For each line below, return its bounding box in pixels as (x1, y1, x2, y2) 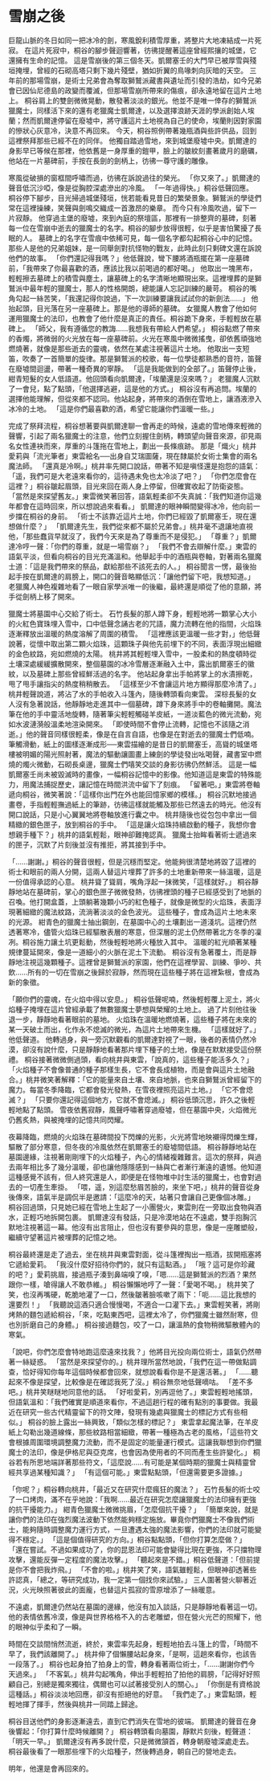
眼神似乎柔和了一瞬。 (14, 1622, 86, 1632)
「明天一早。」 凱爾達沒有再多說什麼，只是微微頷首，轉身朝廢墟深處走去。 (8, 1736, 253, 1746)
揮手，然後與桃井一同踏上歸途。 (35, 1699, 142, 1709)
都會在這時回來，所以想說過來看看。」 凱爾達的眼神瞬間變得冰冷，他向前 (14, 501, 253, 511)
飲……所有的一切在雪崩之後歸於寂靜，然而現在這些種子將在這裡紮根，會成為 (8, 967, 260, 977)
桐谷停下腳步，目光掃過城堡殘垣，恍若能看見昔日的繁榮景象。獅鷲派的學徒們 (8, 193, 262, 202)
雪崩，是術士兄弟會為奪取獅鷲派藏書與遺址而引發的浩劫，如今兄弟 (43, 76, 262, 85)
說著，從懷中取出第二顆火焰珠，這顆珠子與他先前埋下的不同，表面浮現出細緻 (8, 639, 262, 648)
